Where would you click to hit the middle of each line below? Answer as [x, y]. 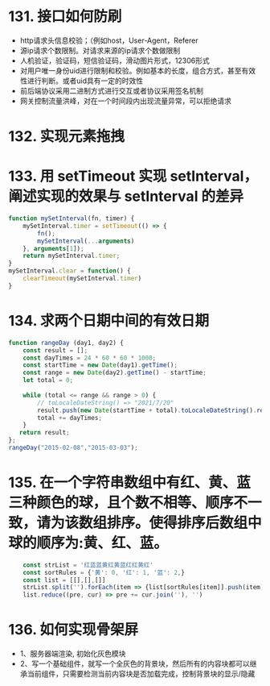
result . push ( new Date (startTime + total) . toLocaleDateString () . [147, 410]
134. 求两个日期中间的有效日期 [109, 321]
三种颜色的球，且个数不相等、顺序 [121, 503]
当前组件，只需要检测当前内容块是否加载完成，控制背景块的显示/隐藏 [141, 674]
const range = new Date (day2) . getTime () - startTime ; [115, 373]
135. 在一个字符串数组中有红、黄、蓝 [130, 482]
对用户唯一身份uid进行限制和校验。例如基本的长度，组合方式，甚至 [131, 70]
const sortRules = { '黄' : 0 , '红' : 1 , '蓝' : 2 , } [104, 572]
